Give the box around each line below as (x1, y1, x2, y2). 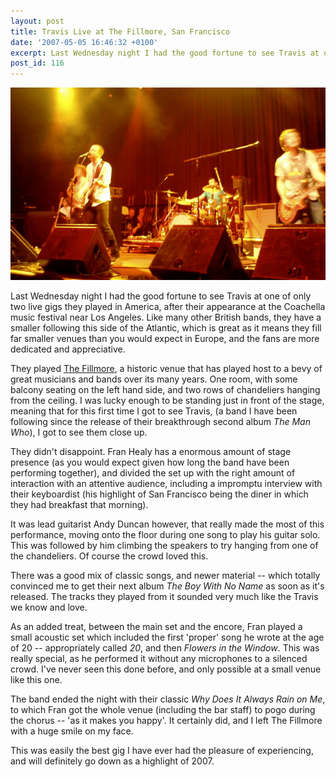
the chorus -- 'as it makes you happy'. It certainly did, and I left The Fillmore (10, 715, 323, 727)
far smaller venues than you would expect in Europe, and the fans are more (10, 333, 320, 345)
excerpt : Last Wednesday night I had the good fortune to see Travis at (10, 48, 320, 58)
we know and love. (10, 601, 88, 614)
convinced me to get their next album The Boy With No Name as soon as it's (10, 580, 325, 592)
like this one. (10, 674, 63, 686)
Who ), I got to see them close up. (10, 426, 148, 439)
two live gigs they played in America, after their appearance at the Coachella (10, 301, 326, 313)
